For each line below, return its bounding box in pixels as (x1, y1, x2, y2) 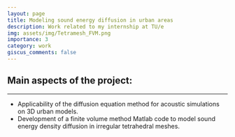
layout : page (7, 10, 45, 17)
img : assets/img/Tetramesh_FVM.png (7, 29, 111, 37)
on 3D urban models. (17, 107, 78, 115)
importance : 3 (7, 36, 49, 43)
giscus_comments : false (7, 49, 77, 56)
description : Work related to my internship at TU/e (7, 23, 164, 30)
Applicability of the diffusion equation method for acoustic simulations (17, 99, 220, 108)
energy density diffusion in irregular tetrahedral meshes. (17, 122, 180, 130)
